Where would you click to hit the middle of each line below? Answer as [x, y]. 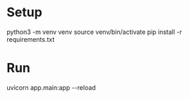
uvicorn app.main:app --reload [51, 87]
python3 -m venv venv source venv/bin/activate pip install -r [94, 32]
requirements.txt [31, 39]
